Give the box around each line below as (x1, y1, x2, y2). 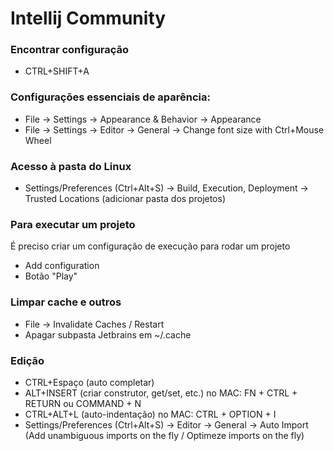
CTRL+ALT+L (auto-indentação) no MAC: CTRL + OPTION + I (24, 408, 277, 420)
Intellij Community (10, 7, 167, 30)
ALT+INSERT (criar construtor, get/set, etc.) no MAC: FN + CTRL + (24, 387, 298, 399)
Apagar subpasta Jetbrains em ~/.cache (24, 328, 192, 341)
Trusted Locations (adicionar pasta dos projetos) (24, 193, 227, 205)
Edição (10, 353, 45, 367)
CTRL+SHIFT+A (24, 65, 90, 77)
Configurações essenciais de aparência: (10, 90, 211, 104)
